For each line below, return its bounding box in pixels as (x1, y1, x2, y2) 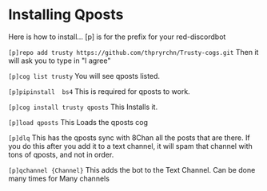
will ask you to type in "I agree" (8, 56, 111, 65)
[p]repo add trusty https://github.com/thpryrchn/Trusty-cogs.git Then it (8, 47, 259, 57)
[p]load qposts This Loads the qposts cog (8, 117, 149, 127)
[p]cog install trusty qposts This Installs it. (8, 102, 158, 111)
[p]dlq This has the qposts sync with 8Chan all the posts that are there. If (8, 133, 250, 142)
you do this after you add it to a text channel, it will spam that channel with (8, 141, 253, 150)
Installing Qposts (8, 6, 124, 24)
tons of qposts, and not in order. (8, 150, 114, 159)
